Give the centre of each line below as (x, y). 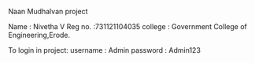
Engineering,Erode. (39, 35)
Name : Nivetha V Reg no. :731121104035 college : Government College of (128, 26)
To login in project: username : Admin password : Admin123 (104, 50)
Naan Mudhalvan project (48, 11)
